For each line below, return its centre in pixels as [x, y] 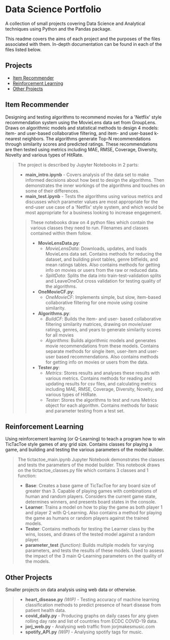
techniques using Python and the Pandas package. [58, 29]
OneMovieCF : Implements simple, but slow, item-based [103, 297]
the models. [38, 562]
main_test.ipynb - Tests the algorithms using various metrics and [94, 196]
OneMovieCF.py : [56, 292]
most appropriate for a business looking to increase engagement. [94, 212]
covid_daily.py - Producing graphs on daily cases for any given [92, 616]
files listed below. [23, 49]
